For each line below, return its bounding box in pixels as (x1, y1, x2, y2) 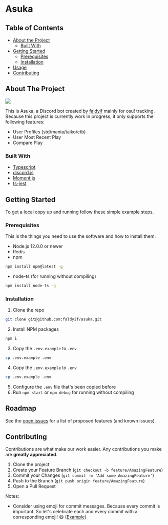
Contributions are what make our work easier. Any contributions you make (5, 446, 162, 452)
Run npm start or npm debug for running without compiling (12, 389, 134, 395)
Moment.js (12, 175, 35, 181)
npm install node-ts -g (5, 283, 56, 289)
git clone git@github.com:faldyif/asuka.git (5, 317, 102, 322)
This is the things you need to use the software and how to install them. (5, 233, 156, 239)
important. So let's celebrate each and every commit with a (12, 509, 138, 515)
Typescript (12, 164, 36, 170)
